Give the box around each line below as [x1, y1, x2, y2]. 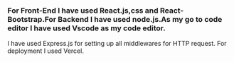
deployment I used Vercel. [7, 46, 84, 55]
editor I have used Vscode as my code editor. [7, 23, 166, 33]
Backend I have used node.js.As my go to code [58, 14, 223, 24]
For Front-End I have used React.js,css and [7, 6, 159, 15]
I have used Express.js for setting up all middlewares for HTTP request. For [7, 39, 227, 48]
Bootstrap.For [7, 14, 57, 24]
